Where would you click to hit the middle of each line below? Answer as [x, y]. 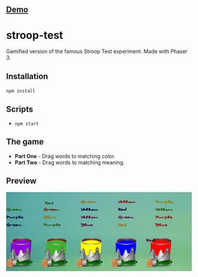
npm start [27, 123]
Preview [22, 181]
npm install [21, 91]
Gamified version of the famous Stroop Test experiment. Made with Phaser [97, 51]
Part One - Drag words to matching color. [65, 156]
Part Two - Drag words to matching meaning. [70, 162]
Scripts [20, 109]
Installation [27, 76]
